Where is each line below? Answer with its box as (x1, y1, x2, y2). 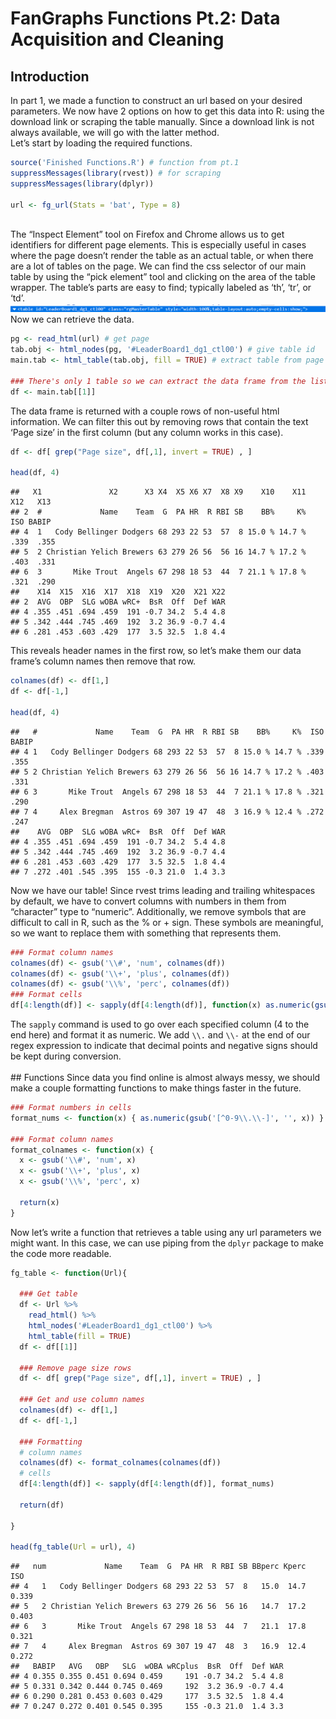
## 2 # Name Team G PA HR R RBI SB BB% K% (10, 507, 307, 517)
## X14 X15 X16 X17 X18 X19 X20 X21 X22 (10, 587, 226, 597)
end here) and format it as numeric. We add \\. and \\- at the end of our (10, 1029, 311, 1041)
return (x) (19, 1197, 60, 1207)
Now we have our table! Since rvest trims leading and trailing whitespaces (10, 884, 316, 896)
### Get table (19, 1289, 78, 1299)
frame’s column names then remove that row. (10, 655, 197, 667)
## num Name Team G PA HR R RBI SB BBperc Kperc (10, 1562, 307, 1572)
